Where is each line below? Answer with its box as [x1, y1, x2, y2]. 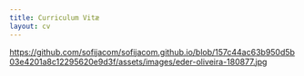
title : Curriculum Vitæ [9, 13, 100, 23]
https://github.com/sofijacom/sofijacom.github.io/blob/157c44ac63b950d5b [9, 46, 296, 57]
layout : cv [9, 22, 51, 31]
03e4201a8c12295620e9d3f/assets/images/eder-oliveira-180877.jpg [9, 56, 268, 67]
